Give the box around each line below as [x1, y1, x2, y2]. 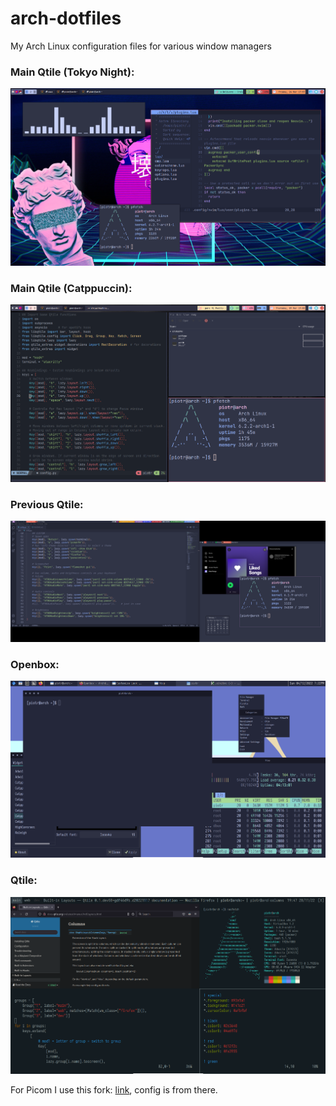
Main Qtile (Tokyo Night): [10, 65, 135, 79]
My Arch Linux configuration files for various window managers [10, 40, 272, 52]
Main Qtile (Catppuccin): [10, 281, 133, 295]
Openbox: [10, 657, 60, 671]
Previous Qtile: [10, 497, 84, 511]
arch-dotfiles [10, 7, 122, 30]
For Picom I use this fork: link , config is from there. [10, 1083, 218, 1096]
